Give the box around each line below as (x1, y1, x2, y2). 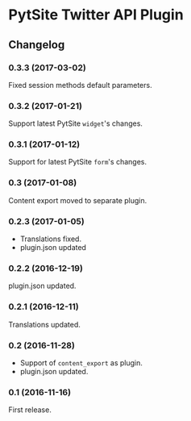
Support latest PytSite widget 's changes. (8, 119, 143, 128)
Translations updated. (8, 319, 81, 329)
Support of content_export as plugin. (19, 357, 143, 368)
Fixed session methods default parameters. (8, 80, 152, 90)
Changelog (8, 38, 65, 52)
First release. (8, 405, 52, 415)
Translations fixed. (19, 234, 82, 244)
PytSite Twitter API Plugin (8, 6, 184, 24)
